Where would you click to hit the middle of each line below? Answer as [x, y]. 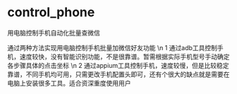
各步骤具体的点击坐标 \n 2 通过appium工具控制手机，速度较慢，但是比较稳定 [118, 65]
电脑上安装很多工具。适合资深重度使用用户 [69, 83]
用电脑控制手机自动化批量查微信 [54, 33]
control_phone [51, 12]
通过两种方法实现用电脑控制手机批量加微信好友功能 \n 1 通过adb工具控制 [112, 47]
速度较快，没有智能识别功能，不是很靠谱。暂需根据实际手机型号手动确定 [124, 57]
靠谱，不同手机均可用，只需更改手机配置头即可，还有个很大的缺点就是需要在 [119, 74]
